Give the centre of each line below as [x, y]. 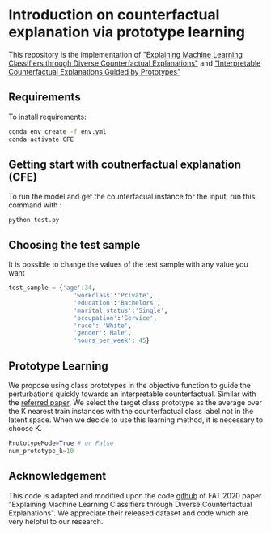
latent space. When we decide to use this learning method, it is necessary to [136, 420]
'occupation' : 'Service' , [115, 318]
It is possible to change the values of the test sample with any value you [128, 264]
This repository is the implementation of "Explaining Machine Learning [125, 54]
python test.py [34, 220]
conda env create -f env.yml [57, 131]
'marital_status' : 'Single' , [121, 310]
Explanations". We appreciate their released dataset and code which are [129, 513]
